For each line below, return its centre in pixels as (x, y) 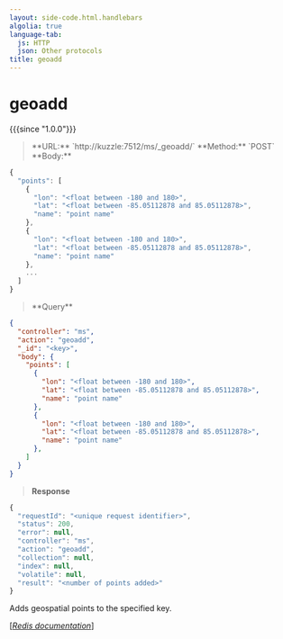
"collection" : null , (56, 558)
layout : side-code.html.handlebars (76, 18)
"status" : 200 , (46, 524)
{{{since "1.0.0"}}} (43, 129)
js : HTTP (34, 43)
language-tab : (36, 34)
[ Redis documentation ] (52, 625)
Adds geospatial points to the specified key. (91, 608)
